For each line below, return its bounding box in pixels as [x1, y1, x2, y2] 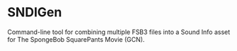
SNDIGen [7, 4, 62, 21]
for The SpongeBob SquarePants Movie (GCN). [7, 35, 145, 43]
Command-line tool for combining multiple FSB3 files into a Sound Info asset [7, 28, 231, 36]
